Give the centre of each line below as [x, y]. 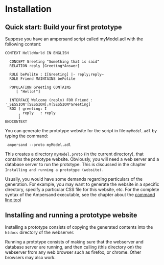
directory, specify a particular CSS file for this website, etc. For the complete [82, 189]
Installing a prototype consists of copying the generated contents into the [79, 227]
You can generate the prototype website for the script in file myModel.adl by [81, 131]
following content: [23, 44]
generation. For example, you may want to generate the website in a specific [82, 184]
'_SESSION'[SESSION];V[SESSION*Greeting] [48, 104]
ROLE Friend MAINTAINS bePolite [43, 79]
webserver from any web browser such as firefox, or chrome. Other [73, 252]
